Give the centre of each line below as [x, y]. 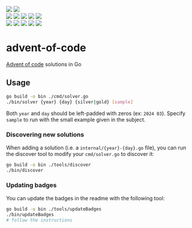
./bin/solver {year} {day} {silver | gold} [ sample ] [70, 102]
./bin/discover [25, 170]
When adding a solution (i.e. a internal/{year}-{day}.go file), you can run [96, 148]
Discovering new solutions [45, 135]
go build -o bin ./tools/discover [49, 165]
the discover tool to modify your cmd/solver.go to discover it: [80, 154]
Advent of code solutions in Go [44, 64]
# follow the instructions [39, 220]
